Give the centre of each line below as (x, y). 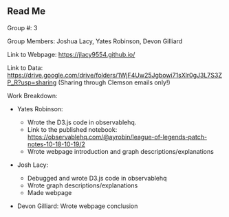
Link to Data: (25, 67)
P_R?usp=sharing (32, 82)
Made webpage (50, 192)
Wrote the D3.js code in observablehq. (82, 122)
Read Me (26, 11)
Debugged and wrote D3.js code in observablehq (97, 178)
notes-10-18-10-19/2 (56, 144)
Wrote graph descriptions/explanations (83, 185)
